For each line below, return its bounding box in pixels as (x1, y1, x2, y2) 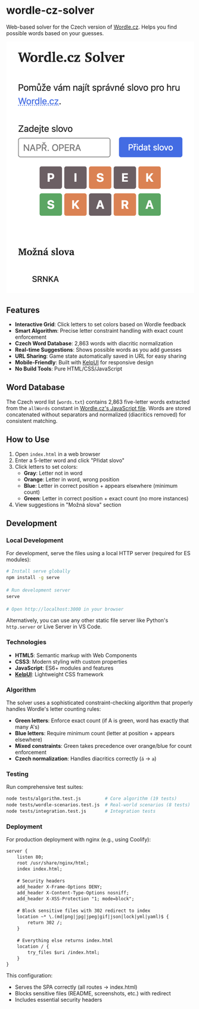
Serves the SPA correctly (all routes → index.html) (14, 983, 138, 991)
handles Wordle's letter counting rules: (6, 705, 101, 713)
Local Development (6, 536, 64, 544)
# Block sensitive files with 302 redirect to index (17, 908, 151, 914)
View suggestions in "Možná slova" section (14, 501, 122, 508)
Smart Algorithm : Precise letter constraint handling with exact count (14, 327, 184, 334)
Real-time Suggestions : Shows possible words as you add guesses (14, 346, 182, 353)
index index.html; (17, 866, 63, 872)
